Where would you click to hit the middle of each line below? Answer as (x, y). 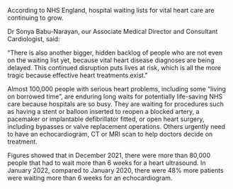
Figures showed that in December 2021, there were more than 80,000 (109, 155)
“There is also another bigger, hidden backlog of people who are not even (115, 53)
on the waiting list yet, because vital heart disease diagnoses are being (111, 60)
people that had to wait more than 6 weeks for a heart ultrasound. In (107, 163)
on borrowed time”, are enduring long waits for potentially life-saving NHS (115, 96)
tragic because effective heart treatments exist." (78, 75)
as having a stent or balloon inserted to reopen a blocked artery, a (103, 111)
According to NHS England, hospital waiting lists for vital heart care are (111, 10)
